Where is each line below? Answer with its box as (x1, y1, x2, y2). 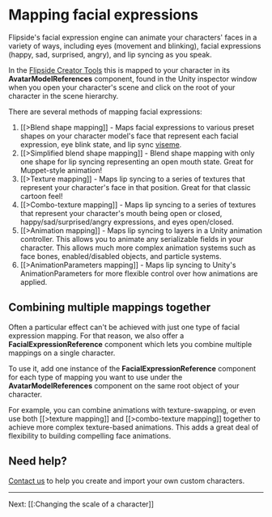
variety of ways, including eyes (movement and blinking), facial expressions (8, 40, 261, 50)
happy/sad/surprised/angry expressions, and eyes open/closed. (19, 217, 234, 227)
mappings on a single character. (8, 348, 116, 358)
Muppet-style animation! (19, 165, 103, 175)
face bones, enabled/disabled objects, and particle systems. (19, 251, 222, 261)
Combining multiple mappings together (8, 301, 211, 315)
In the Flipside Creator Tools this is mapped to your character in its (8, 65, 231, 74)
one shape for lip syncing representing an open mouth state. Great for (19, 156, 253, 167)
